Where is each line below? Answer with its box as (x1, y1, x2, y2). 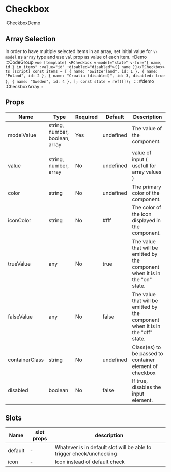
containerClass (8, 356, 44, 363)
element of (132, 362, 158, 370)
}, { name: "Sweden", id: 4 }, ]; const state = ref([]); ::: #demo (5, 77, 154, 84)
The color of (132, 204, 161, 211)
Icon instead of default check (55, 458, 125, 465)
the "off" (132, 329, 153, 336)
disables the (132, 383, 161, 390)
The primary (132, 183, 161, 190)
